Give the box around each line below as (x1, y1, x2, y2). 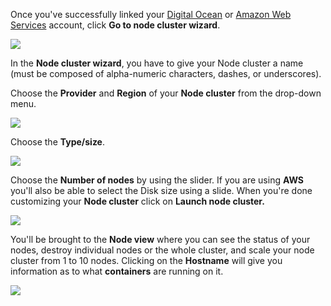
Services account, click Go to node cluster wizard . (10, 19, 221, 31)
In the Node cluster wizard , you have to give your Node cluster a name (10, 57, 304, 69)
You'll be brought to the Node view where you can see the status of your (10, 234, 311, 245)
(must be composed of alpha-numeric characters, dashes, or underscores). (10, 68, 322, 79)
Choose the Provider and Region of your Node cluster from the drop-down (10, 87, 322, 99)
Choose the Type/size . (10, 136, 106, 148)
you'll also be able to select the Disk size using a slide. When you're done (10, 185, 313, 196)
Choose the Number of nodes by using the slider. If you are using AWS (10, 174, 304, 186)
